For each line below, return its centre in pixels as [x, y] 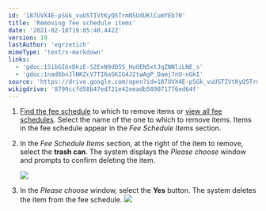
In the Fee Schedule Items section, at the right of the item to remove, [131, 144]
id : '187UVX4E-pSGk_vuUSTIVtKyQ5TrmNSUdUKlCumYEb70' [97, 15]
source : [21, 81]
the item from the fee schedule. [71, 200]
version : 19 [28, 38]
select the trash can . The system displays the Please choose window [133, 152]
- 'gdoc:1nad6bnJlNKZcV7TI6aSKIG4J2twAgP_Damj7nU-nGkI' [109, 74]
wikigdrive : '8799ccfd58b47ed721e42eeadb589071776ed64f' [104, 89]
